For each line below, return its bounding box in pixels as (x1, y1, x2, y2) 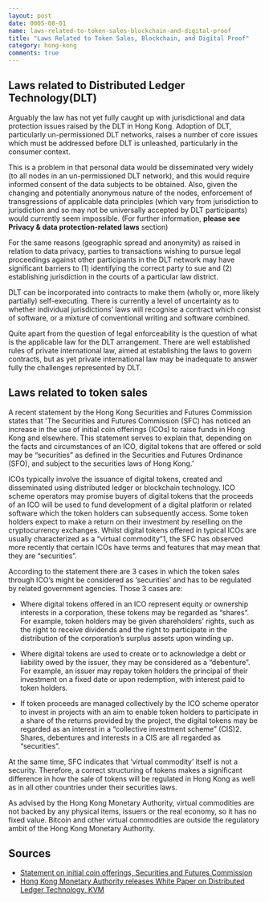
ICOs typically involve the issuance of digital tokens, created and (8, 474, 222, 484)
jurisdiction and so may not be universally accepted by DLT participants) (8, 205, 247, 214)
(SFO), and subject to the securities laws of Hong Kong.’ (8, 459, 194, 468)
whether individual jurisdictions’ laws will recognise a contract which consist (8, 304, 261, 314)
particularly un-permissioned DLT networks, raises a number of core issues (8, 129, 259, 139)
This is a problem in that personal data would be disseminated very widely (8, 162, 255, 172)
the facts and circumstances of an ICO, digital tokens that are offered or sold (8, 441, 262, 451)
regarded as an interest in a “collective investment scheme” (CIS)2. (19, 724, 243, 733)
